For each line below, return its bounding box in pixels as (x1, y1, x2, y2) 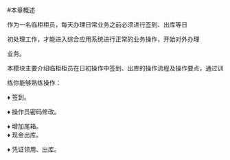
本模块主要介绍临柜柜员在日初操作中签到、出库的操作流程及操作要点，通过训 (7, 64, 224, 72)
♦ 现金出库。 (7, 131, 43, 139)
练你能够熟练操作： (7, 79, 62, 87)
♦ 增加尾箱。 (7, 122, 43, 130)
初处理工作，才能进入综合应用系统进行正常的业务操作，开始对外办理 (7, 35, 200, 43)
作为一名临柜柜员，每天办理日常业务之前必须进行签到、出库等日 (7, 21, 187, 29)
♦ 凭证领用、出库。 (7, 146, 60, 153)
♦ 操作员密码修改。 (7, 108, 60, 116)
